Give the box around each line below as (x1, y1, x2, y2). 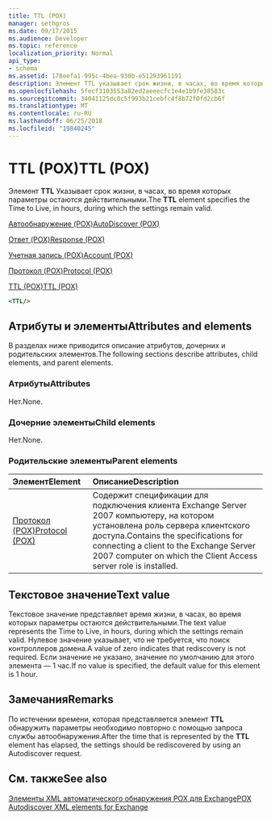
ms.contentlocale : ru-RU (8, 110, 92, 118)
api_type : (8, 57, 42, 65)
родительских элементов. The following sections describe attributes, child (8, 349, 258, 360)
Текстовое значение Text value (8, 587, 170, 602)
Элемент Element (12, 476, 81, 487)
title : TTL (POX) (8, 11, 67, 20)
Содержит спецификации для (92, 490, 209, 501)
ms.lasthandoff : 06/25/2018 (8, 117, 103, 125)
